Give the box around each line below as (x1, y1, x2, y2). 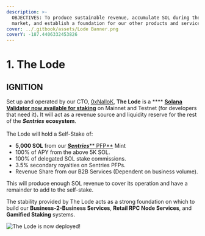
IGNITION (6, 82, 43, 92)
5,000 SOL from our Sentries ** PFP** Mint (15, 142, 126, 150)
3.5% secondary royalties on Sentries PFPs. (15, 162, 126, 169)
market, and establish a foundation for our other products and (12, 20, 179, 26)
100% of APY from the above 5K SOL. (15, 148, 110, 156)
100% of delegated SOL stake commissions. (15, 155, 126, 162)
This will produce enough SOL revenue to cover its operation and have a (6, 180, 188, 187)
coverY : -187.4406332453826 (6, 32, 78, 38)
